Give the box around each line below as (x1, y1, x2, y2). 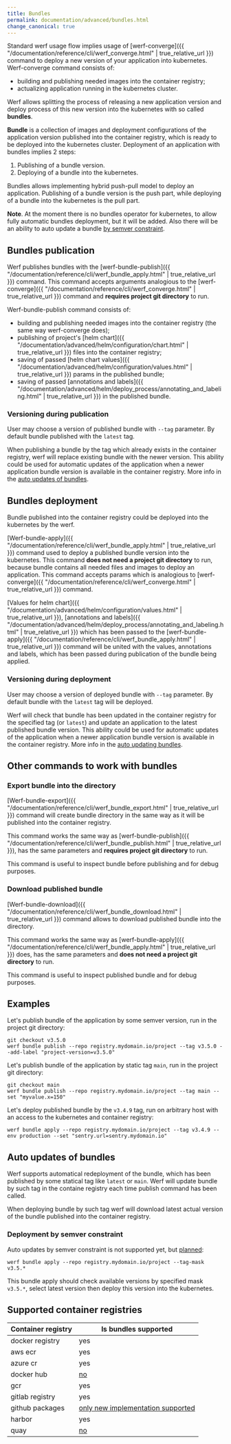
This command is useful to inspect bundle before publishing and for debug (7, 860, 219, 868)
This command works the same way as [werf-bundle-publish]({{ (7, 832, 190, 840)
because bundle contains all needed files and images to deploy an (7, 563, 195, 572)
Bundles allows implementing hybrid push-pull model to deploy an (7, 182, 195, 190)
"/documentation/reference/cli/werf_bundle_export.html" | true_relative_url (7, 804, 219, 812)
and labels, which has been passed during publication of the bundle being (7, 650, 217, 659)
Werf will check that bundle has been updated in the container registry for (7, 711, 217, 719)
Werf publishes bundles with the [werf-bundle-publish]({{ (7, 263, 170, 271)
